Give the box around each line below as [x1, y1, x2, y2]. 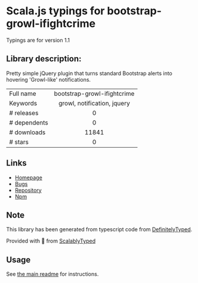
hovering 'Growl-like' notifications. [6, 76, 91, 83]
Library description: [6, 54, 82, 64]
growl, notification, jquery [58, 99, 130, 107]
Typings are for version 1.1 [6, 36, 70, 43]
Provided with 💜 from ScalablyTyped [6, 237, 96, 245]
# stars [9, 138, 29, 146]
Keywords [9, 99, 38, 107]
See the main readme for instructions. [6, 270, 99, 278]
